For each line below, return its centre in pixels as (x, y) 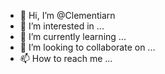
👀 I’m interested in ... (62, 26)
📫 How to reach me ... (66, 58)
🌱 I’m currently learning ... (73, 36)
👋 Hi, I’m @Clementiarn (67, 15)
